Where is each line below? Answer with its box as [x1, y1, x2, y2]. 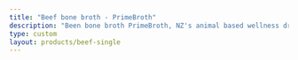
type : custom [9, 29, 58, 38]
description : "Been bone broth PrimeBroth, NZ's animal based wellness [9, 21, 279, 30]
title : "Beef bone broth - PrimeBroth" [9, 12, 157, 22]
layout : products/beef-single [9, 37, 122, 47]
